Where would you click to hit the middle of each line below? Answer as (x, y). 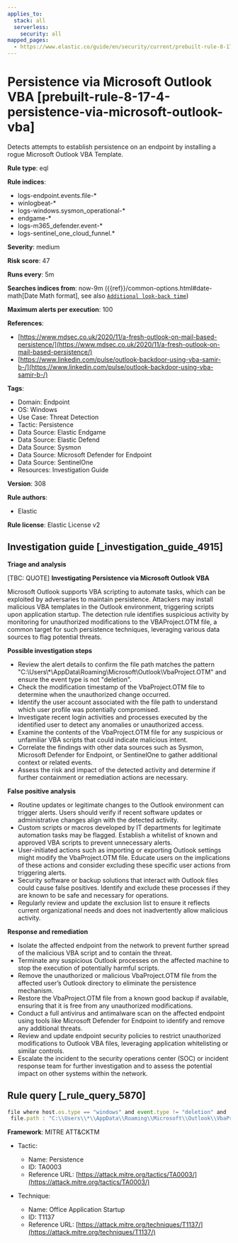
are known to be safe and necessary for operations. (93, 895)
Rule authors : (28, 497)
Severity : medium (34, 247)
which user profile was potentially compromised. (89, 709)
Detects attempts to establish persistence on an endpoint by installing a (112, 147)
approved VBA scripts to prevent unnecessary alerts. (95, 842)
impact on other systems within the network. (83, 1073)
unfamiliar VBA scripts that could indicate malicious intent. (103, 740)
